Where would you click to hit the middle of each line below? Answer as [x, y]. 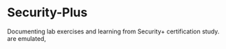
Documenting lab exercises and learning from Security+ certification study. [113, 31]
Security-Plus [47, 13]
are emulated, [27, 38]
